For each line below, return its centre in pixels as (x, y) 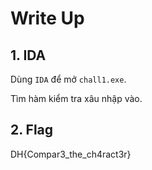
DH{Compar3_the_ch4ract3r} (71, 154)
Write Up (47, 18)
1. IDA (28, 55)
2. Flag (32, 130)
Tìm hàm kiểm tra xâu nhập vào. (76, 98)
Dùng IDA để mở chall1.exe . (68, 79)
